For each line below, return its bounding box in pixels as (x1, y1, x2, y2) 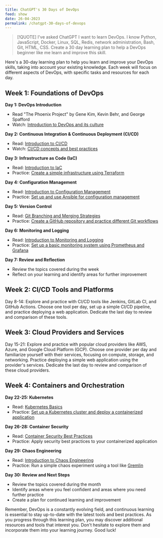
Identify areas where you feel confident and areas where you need (12, 486, 146, 492)
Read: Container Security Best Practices (12, 433, 93, 439)
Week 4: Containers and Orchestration (5, 381, 125, 390)
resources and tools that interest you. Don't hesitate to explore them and (5, 522, 150, 528)
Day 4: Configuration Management (5, 179, 77, 186)
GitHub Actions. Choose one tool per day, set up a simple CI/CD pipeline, (5, 304, 151, 310)
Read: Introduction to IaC (12, 165, 62, 171)
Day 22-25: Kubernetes (5, 394, 54, 400)
